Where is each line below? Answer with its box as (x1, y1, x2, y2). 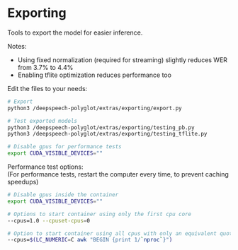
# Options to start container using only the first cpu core (7, 210, 192, 218)
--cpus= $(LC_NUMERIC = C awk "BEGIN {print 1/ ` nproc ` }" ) (7, 237, 173, 244)
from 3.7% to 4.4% (17, 63, 74, 71)
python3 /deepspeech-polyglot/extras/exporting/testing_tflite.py (7, 131, 208, 138)
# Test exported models (7, 117, 78, 124)
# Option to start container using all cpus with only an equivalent (7, 230, 217, 237)
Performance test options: (7, 162, 84, 171)
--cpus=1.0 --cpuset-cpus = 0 (7, 217, 91, 224)
